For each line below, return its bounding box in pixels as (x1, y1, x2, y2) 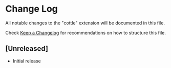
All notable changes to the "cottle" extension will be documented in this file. (5, 20, 165, 26)
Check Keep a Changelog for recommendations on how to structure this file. (5, 29, 166, 36)
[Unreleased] (5, 44, 49, 53)
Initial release (12, 58, 41, 64)
